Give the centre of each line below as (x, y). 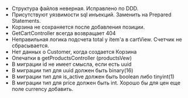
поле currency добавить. (42, 89)
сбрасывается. (30, 45)
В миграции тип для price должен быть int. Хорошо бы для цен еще (96, 83)
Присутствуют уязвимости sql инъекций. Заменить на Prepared (91, 15)
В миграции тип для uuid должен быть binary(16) (72, 70)
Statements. (26, 21)
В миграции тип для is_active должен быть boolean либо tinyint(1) (93, 76)
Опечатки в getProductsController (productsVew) (72, 58)
